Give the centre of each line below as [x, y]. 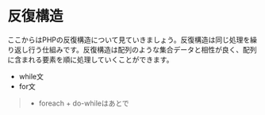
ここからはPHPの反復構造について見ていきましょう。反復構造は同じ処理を [129, 40]
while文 [31, 76]
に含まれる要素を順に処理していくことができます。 [90, 59]
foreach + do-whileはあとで [84, 103]
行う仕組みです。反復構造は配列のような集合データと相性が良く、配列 [142, 49]
